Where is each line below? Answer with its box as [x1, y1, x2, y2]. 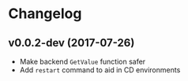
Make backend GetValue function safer [19, 57, 146, 66]
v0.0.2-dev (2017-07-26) [8, 36, 135, 50]
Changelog [8, 5, 82, 23]
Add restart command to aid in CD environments [19, 65, 181, 75]
